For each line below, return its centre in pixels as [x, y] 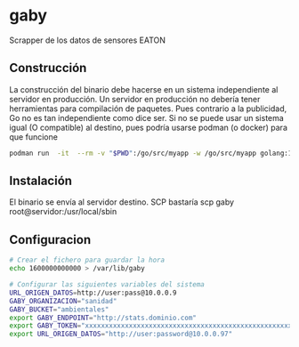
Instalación [41, 181]
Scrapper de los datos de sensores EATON [88, 40]
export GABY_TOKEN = [45, 326]
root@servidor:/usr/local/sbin [63, 212]
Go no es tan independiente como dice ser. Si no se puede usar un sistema [147, 117]
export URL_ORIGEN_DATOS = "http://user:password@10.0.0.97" [121, 335]
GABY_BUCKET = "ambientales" [59, 309]
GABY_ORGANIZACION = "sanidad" [63, 301]
